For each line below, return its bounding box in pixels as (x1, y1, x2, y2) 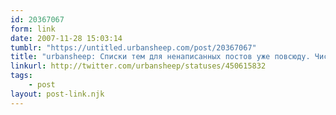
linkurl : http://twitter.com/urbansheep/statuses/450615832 (10, 61, 267, 71)
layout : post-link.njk (10, 89, 105, 99)
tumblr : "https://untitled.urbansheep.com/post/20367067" (10, 42, 257, 53)
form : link (10, 24, 56, 34)
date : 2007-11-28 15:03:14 (10, 33, 123, 43)
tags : (10, 71, 33, 81)
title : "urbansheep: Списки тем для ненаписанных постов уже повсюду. (10, 52, 311, 62)
